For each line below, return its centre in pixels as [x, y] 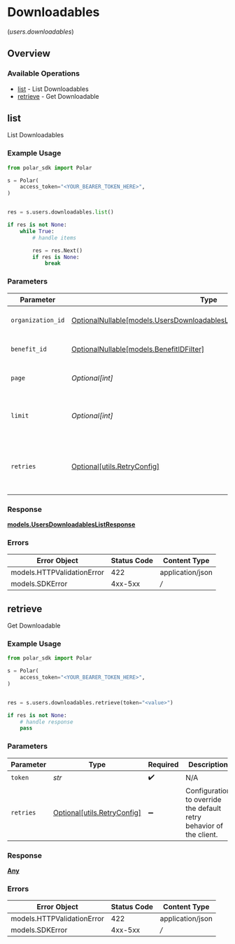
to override [203, 799]
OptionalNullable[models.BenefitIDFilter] [138, 349]
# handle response [47, 722]
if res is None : [56, 257]
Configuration [208, 791]
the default [203, 808]
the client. [201, 834]
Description [208, 764]
